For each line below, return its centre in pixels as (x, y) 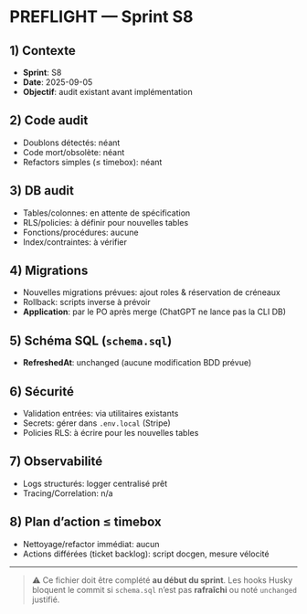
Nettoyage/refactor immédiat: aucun (91, 544)
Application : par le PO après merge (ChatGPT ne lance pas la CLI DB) (154, 312)
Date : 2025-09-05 (58, 82)
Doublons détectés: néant (71, 143)
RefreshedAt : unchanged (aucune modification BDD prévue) (137, 363)
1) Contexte (42, 51)
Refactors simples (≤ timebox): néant (92, 162)
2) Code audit (49, 121)
